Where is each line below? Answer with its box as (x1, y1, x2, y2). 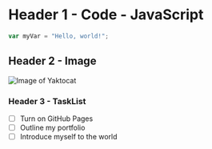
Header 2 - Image (8, 54, 97, 68)
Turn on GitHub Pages (19, 114, 94, 123)
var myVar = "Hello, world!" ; (8, 32, 110, 40)
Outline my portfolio (19, 123, 86, 132)
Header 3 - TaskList (8, 95, 86, 107)
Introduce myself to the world (19, 132, 118, 142)
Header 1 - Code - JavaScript (8, 6, 204, 24)
